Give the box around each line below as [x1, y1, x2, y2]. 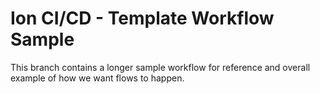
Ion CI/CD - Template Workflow [10, 7, 275, 30]
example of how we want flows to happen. [10, 72, 185, 84]
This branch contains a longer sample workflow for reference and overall [10, 61, 311, 73]
